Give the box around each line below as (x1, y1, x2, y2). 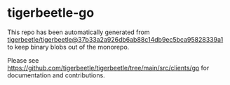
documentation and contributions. (7, 71, 105, 79)
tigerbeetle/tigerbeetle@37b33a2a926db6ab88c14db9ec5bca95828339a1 (7, 35, 224, 43)
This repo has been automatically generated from (7, 28, 150, 36)
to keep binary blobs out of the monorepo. (7, 42, 130, 51)
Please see (7, 56, 39, 64)
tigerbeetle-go (7, 5, 95, 21)
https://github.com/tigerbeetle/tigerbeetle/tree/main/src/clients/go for (7, 63, 210, 72)
